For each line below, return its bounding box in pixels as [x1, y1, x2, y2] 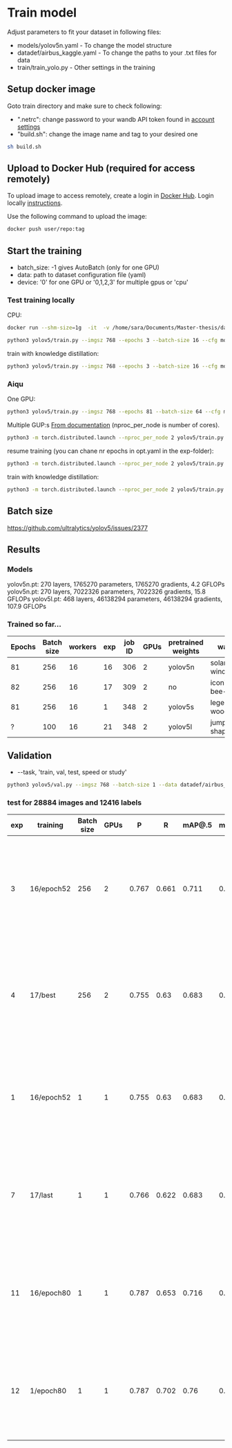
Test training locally [7, 296, 75, 305]
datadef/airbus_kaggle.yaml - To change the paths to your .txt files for [17, 48, 217, 57]
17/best [30, 990, 56, 1000]
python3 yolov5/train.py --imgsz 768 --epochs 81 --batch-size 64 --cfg [7, 409, 221, 415]
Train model [7, 5, 77, 21]
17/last [30, 1190, 53, 1199]
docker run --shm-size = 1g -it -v [7, 324, 110, 332]
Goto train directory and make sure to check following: [7, 102, 162, 110]
